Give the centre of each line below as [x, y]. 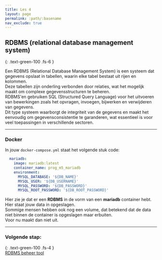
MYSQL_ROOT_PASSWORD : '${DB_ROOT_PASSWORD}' [63, 190]
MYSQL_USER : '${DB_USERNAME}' [48, 181]
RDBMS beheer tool [25, 253]
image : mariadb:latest [36, 163]
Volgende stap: [23, 237]
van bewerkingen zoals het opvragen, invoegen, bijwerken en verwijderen [78, 102]
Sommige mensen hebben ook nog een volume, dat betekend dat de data [78, 210]
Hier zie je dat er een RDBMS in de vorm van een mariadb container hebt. [78, 200]
